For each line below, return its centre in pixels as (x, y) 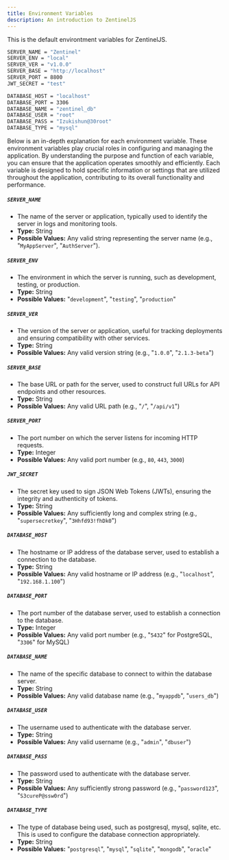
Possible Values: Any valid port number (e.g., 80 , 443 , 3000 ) (101, 459)
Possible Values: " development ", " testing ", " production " (96, 299)
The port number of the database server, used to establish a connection (119, 613)
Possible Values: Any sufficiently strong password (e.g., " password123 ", (118, 788)
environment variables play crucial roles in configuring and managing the (110, 148)
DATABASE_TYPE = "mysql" (43, 128)
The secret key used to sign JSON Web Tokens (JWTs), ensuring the (114, 491)
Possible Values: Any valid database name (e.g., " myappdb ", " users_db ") (118, 696)
